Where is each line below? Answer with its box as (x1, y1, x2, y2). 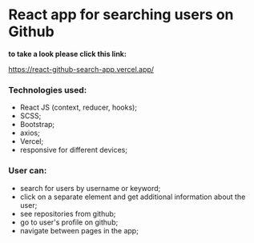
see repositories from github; (19, 209, 116, 218)
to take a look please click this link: (8, 49, 127, 58)
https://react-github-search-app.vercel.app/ (8, 64, 155, 74)
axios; (19, 128, 40, 137)
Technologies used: (8, 84, 87, 95)
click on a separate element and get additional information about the (19, 192, 246, 201)
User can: (8, 165, 47, 177)
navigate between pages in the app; (19, 225, 139, 235)
